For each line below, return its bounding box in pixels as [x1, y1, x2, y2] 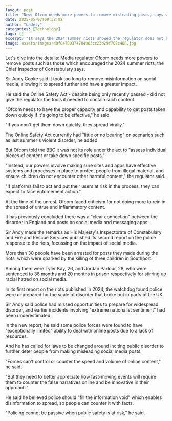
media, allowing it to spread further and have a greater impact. [5, 81, 137, 87]
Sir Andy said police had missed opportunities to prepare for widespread [5, 301, 159, 307]
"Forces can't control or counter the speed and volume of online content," [5, 358, 161, 364]
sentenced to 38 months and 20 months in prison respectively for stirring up [5, 271, 166, 277]
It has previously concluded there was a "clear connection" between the [5, 213, 158, 220]
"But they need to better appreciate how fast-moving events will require [5, 373, 157, 380]
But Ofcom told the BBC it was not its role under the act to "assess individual [5, 147, 167, 153]
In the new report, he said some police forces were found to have [5, 322, 143, 328]
